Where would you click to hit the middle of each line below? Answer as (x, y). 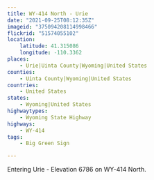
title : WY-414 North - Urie (48, 14)
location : (22, 40)
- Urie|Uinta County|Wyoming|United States (84, 66)
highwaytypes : (28, 111)
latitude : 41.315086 (49, 46)
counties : (22, 72)
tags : (15, 137)
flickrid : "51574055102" (43, 33)
